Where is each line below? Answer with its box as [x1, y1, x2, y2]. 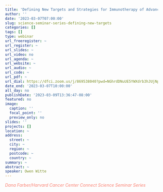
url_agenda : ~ [5, 57, 34, 61]
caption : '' [9, 106, 34, 111]
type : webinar [5, 34, 34, 39]
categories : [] [5, 25, 36, 30]
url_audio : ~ [5, 66, 32, 71]
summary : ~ [5, 160, 27, 165]
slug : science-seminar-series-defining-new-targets [5, 20, 112, 26]
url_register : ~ [5, 43, 38, 48]
